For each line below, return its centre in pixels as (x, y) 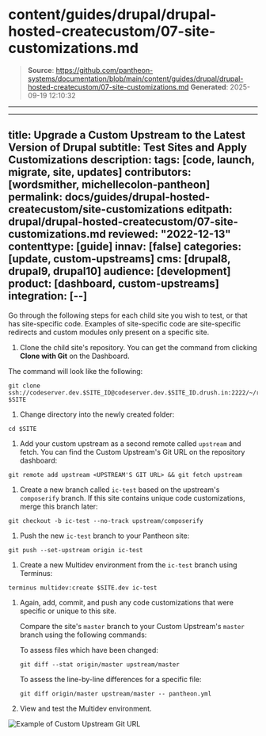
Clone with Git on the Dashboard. (74, 356)
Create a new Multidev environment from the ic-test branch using (128, 565)
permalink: (36, 197)
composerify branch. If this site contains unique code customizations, (132, 498)
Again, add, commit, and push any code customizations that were (126, 602)
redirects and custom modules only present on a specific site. (109, 332)
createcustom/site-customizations (96, 210)
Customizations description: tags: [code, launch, (131, 160)
